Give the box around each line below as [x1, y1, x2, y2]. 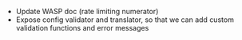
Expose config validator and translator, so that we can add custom [15, 15, 234, 24]
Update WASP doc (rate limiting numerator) [15, 7, 159, 16]
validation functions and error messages [15, 24, 149, 32]
